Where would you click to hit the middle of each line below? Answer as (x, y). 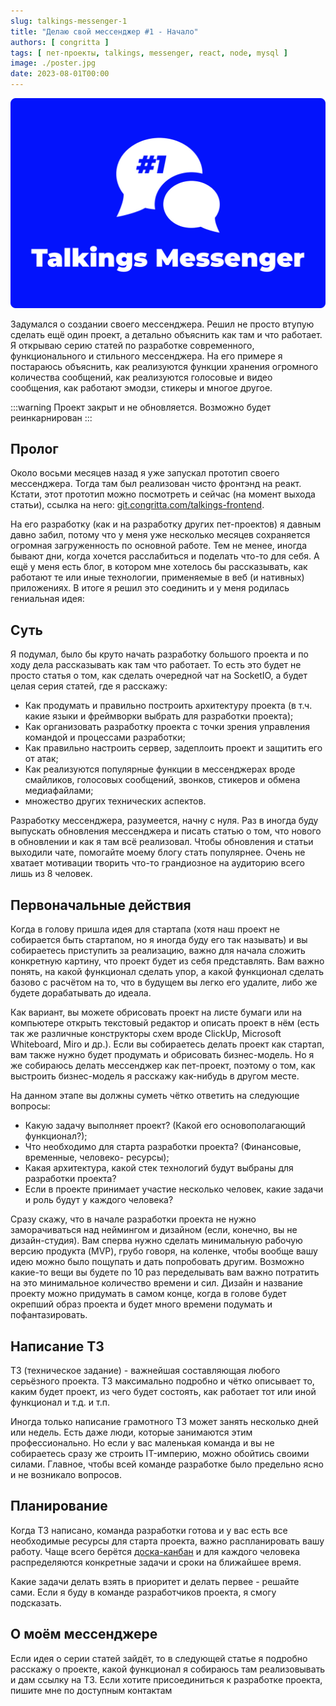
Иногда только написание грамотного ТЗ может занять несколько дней (164, 1421)
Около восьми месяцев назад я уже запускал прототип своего (145, 473)
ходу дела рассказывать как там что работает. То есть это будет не (156, 665)
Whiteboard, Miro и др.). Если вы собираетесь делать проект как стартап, (167, 1044)
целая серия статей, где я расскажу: (89, 686)
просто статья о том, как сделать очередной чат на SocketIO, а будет (159, 676)
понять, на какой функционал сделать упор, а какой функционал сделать (167, 972)
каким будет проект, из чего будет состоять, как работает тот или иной (163, 1391)
